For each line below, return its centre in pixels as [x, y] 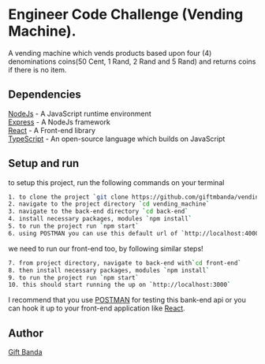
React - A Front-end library [52, 130]
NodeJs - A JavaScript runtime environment [80, 113]
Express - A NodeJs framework [59, 122]
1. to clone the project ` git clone [68, 197]
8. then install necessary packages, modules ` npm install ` [109, 270]
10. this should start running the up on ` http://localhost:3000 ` [119, 285]
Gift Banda [25, 352]
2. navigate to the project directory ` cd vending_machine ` [109, 204]
